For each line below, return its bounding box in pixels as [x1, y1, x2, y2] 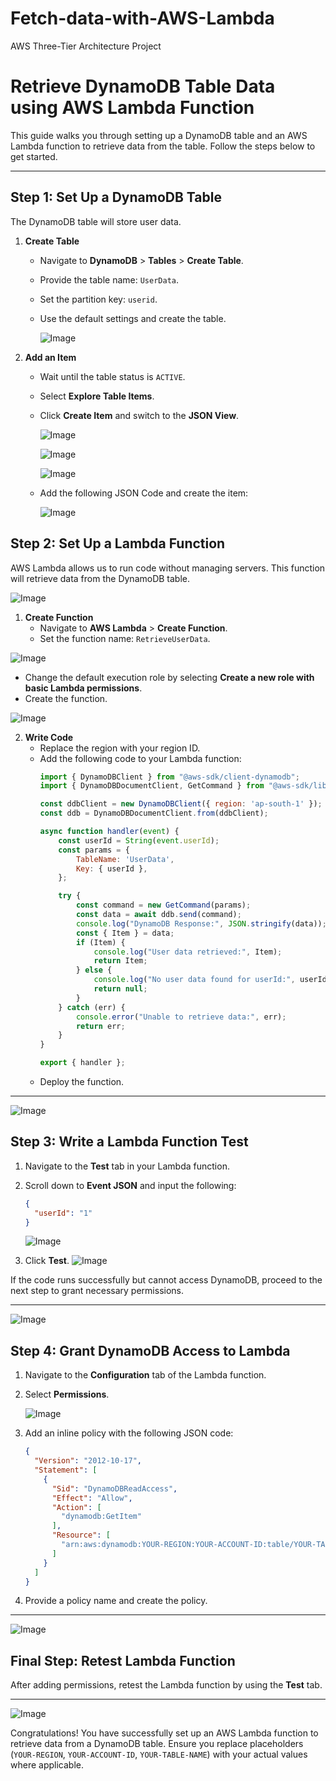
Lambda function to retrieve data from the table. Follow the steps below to [10, 140, 316, 152]
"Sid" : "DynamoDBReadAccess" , [51, 1483, 178, 1494]
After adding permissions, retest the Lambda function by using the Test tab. [10, 1679, 323, 1691]
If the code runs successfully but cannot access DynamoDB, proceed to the [10, 1274, 323, 1286]
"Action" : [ [51, 1502, 102, 1512]
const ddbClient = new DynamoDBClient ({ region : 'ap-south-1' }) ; [39, 799, 323, 809]
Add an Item [24, 351, 77, 363]
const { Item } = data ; [75, 928, 175, 938]
